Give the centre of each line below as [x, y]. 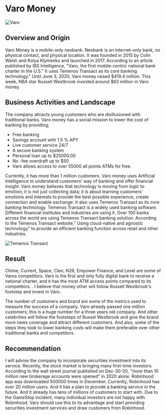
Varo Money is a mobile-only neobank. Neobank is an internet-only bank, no [83, 50]
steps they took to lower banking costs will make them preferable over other [83, 328]
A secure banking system [38, 150]
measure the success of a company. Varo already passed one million [75, 307]
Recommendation [33, 348]
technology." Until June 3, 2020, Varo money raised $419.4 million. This [78, 76]
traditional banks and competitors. [40, 333]
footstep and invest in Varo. [33, 292]
